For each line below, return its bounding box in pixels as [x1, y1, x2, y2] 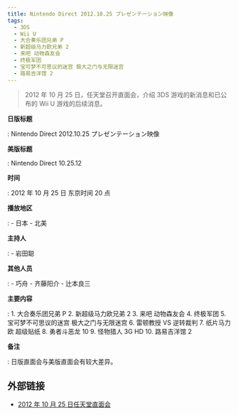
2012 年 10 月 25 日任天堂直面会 [17, 400, 112, 409]
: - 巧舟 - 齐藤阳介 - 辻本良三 [7, 279, 91, 288]
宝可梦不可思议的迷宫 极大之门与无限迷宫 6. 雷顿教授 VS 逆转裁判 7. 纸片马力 [7, 318, 231, 327]
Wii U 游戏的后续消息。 [38, 99, 107, 107]
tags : [7, 17, 23, 24]
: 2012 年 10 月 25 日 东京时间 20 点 [7, 188, 111, 197]
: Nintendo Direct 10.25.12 [7, 158, 82, 167]
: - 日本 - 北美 [7, 218, 48, 227]
